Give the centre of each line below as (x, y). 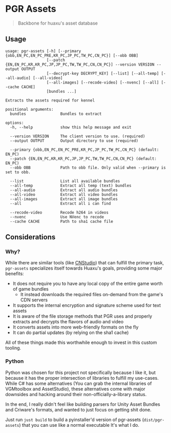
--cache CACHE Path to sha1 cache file (62, 221)
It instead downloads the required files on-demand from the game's (92, 295)
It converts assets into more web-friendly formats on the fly (76, 327)
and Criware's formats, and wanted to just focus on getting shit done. (79, 409)
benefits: (15, 274)
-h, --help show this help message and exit (71, 127)
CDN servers (34, 300)
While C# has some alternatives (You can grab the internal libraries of (79, 383)
